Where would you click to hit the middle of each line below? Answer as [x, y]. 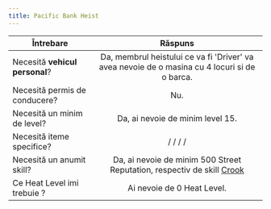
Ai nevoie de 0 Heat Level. [177, 188]
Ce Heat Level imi [46, 182]
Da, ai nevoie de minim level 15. [177, 118]
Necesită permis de [49, 90]
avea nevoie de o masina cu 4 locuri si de [177, 67]
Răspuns [177, 43]
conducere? [35, 100]
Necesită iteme [41, 136]
